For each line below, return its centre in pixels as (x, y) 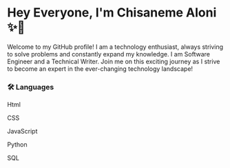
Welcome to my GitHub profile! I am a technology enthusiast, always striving (115, 47)
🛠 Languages (31, 87)
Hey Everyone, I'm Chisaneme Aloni (112, 13)
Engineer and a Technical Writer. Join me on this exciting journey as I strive (114, 61)
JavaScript (22, 132)
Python (17, 145)
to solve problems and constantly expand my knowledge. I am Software (109, 54)
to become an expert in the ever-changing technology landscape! (100, 69)
